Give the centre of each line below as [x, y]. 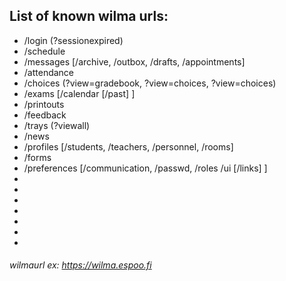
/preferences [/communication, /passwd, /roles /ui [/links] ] [145, 168]
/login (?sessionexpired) [73, 40]
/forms [37, 157]
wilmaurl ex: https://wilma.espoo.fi [80, 265]
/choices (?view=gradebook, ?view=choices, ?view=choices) [150, 83]
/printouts [44, 104]
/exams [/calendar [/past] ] [79, 93]
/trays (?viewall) [57, 125]
